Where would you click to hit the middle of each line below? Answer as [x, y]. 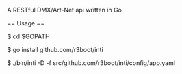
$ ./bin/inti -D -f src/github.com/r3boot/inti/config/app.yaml [91, 63]
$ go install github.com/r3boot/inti [55, 50]
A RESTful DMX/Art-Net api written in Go [64, 10]
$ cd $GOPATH [28, 36]
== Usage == [26, 23]
